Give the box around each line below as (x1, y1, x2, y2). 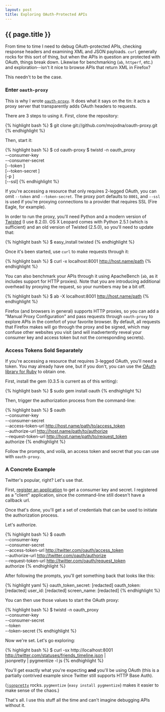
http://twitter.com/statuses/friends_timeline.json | (5, 652, 106, 658)
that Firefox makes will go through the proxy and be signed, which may (5, 324, 150, 330)
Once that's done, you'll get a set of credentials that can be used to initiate (5, 507, 158, 513)
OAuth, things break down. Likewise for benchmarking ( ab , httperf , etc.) (5, 59, 153, 65)
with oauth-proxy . (5, 453, 41, 459)
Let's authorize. (5, 522, 37, 528)
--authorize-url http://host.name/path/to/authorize (5, 428, 108, 434)
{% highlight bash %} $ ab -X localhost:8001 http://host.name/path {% (5, 293, 150, 299)
